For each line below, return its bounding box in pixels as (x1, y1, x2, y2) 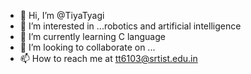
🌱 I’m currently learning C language (19, 31, 166, 42)
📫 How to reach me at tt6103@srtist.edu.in (19, 53, 198, 64)
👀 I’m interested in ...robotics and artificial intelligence (19, 20, 242, 32)
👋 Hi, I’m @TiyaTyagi (19, 10, 105, 21)
